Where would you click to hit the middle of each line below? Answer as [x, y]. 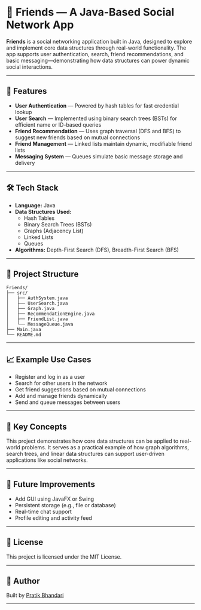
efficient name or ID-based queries [58, 124]
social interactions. [29, 67]
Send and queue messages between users [68, 402]
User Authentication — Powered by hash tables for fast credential [97, 105]
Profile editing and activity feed [54, 518]
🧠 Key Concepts [36, 427]
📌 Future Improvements [51, 484]
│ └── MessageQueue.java [40, 324]
